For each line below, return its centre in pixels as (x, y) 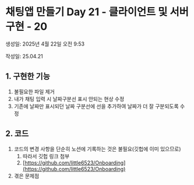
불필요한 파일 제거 (34, 92)
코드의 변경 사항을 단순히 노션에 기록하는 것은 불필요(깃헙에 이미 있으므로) (97, 149)
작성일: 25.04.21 (24, 56)
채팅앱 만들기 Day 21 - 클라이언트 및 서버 (97, 12)
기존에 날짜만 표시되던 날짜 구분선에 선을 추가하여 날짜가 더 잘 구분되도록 (96, 106)
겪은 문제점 (27, 176)
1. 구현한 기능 (28, 76)
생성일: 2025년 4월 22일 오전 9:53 (45, 44)
